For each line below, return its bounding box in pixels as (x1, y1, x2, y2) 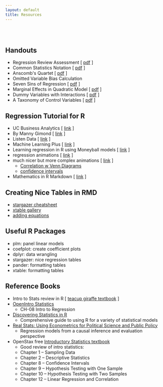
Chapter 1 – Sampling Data (20, 349, 75, 355)
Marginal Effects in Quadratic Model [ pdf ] (12, 87, 102, 93)
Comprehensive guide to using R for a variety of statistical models (20, 317, 158, 323)
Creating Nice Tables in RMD (5, 188, 97, 197)
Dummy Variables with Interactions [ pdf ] (12, 92, 100, 98)
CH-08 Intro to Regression (20, 306, 75, 312)
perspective (20, 333, 46, 339)
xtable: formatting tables (12, 267, 64, 273)
